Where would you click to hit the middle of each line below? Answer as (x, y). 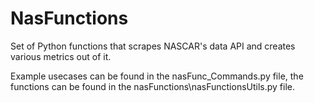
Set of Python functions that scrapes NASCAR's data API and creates (153, 46)
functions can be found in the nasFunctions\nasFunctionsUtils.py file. (153, 86)
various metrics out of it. (61, 56)
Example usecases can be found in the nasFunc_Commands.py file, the (157, 76)
